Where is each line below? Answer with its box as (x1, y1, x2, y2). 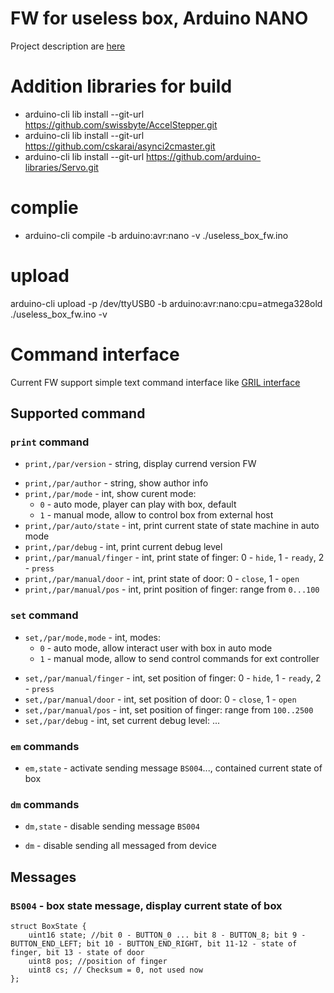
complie (10, 197, 79, 219)
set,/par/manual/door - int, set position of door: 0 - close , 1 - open (24, 693, 297, 705)
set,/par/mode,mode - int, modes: (24, 631, 161, 643)
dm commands (10, 797, 80, 811)
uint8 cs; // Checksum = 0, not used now (28, 965, 203, 975)
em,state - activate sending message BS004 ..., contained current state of (24, 762, 323, 774)
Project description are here (10, 40, 126, 52)
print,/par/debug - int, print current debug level (24, 541, 223, 553)
